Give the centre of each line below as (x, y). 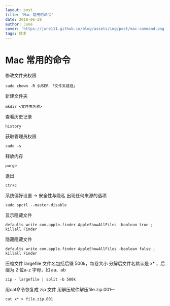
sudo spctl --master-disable (36, 205)
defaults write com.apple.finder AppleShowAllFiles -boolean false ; (80, 249)
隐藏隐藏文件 (19, 239)
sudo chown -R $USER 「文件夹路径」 (41, 86)
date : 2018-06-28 (24, 19)
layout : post (19, 10)
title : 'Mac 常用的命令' (30, 15)
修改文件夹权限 (21, 75)
